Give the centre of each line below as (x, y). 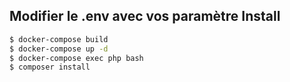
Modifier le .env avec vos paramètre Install (145, 16)
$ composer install (50, 67)
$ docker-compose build (59, 39)
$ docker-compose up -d (59, 49)
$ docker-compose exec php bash (76, 58)
